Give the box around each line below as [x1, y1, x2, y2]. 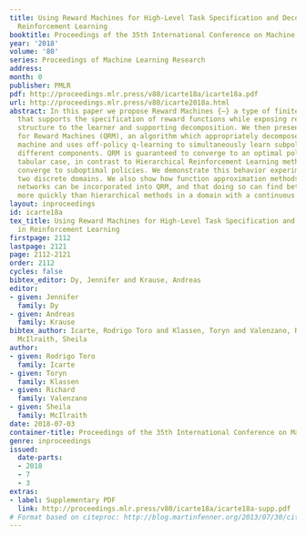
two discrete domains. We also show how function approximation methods [17, 174, 300, 183]
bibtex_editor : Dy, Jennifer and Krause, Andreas [9, 276, 202, 285]
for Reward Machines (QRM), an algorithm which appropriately [17, 132, 259, 141]
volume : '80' [9, 47, 59, 56]
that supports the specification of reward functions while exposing [17, 115, 287, 124]
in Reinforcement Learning [17, 225, 120, 234]
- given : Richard [9, 386, 76, 395]
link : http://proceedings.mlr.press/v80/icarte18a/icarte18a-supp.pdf [17, 504, 291, 513]
